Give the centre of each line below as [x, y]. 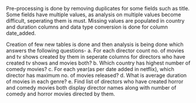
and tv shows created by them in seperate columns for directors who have [96, 57]
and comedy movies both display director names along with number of [91, 88]
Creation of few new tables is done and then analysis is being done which [95, 44]
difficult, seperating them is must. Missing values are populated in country [95, 21]
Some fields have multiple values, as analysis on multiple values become [94, 15]
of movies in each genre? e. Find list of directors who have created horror [95, 81]
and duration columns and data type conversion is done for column [87, 27]
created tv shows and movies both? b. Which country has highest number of [98, 63]
